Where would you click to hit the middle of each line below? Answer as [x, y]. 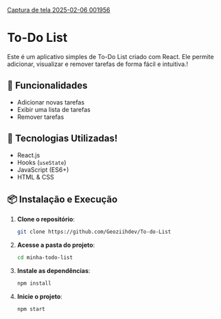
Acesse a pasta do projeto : [56, 245]
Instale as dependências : [54, 271]
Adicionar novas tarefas [50, 102]
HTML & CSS [35, 177]
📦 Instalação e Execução [62, 199]
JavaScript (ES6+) [43, 169]
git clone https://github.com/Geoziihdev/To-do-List [94, 232]
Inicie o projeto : [40, 296]
